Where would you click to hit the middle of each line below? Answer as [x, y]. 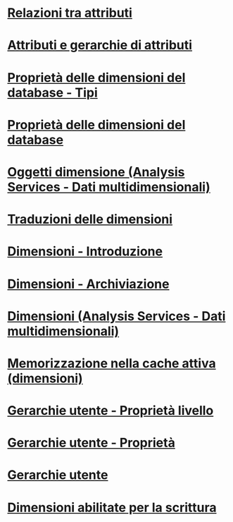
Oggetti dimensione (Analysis [96, 172]
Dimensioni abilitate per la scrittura [112, 508]
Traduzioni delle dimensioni [90, 219]
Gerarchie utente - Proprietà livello [111, 411]
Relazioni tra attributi [70, 13]
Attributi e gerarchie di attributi [100, 45]
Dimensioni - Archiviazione [88, 284]
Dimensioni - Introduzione [85, 251]
